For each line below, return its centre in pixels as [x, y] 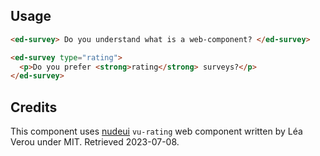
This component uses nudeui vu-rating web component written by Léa [156, 131]
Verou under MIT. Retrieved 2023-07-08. [95, 142]
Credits [34, 107]
